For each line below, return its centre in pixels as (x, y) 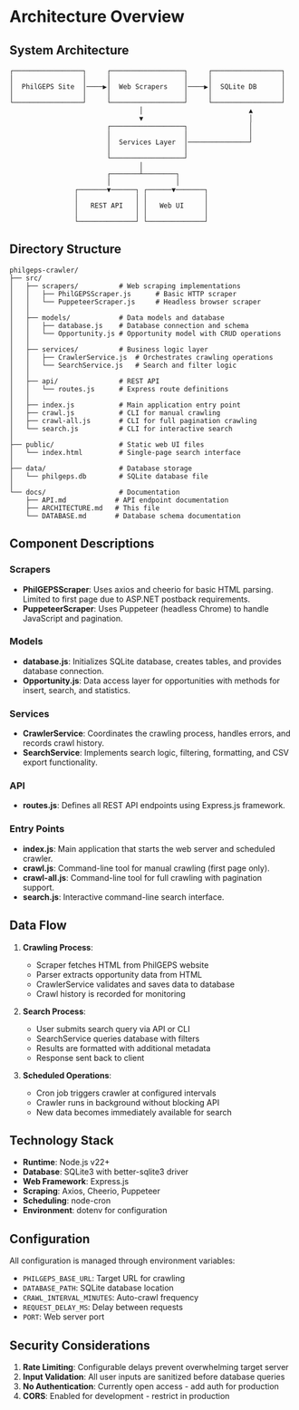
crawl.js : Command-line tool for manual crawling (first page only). (146, 868)
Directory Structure (66, 250)
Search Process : (54, 1011)
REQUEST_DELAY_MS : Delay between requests (103, 1308)
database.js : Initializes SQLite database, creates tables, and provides (152, 661)
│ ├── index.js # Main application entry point (125, 405)
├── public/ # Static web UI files (107, 444)
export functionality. (60, 762)
